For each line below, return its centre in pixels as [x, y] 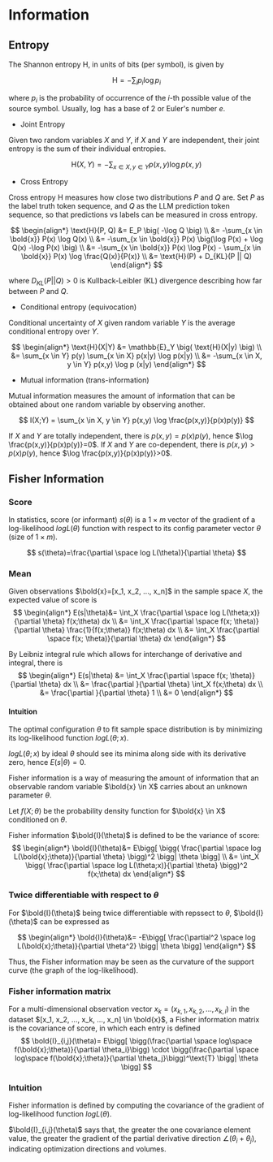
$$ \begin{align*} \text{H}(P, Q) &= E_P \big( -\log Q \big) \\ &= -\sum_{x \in [136, 231]
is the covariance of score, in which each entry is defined [104, 1028]
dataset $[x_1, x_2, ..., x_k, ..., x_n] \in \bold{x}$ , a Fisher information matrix [134, 1019]
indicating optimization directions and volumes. [87, 1149]
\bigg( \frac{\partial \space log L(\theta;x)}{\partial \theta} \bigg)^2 [136, 866]
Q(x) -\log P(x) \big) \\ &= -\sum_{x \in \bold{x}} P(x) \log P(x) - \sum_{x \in [136, 248]
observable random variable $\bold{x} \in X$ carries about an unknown [128, 787]
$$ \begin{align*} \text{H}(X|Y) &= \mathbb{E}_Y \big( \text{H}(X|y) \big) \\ [136, 348]
